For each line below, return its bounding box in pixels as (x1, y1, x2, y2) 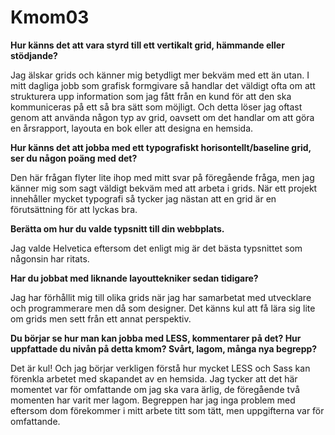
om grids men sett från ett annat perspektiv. (10, 312, 192, 325)
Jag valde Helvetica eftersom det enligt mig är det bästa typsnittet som (10, 242, 303, 254)
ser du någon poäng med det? (10, 152, 138, 164)
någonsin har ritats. (10, 252, 90, 265)
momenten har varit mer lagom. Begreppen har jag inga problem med (10, 394, 296, 406)
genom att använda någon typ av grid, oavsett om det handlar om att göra (10, 111, 315, 123)
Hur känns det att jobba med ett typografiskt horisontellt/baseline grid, (10, 141, 312, 153)
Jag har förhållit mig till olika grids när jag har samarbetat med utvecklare (10, 291, 312, 303)
